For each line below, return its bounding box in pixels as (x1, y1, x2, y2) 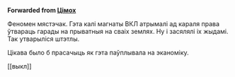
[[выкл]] (7, 62, 32, 70)
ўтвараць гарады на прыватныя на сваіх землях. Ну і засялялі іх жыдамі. (7, 28, 229, 35)
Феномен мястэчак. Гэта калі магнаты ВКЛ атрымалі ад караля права (7, 20, 220, 28)
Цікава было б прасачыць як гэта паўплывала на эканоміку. (7, 49, 189, 57)
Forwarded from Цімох (7, 6, 76, 14)
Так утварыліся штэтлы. (7, 35, 80, 43)
